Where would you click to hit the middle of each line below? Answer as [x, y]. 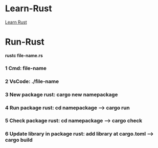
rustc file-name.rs [24, 55]
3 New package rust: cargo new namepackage [62, 95]
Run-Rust [25, 42]
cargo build [19, 140]
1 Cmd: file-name [26, 68]
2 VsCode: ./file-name [32, 81]
